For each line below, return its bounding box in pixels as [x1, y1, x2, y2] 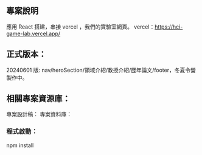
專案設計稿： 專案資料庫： [6, 111, 72, 118]
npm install [6, 142, 34, 149]
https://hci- [154, 23, 183, 30]
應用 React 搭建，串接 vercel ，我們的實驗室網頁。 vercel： [6, 23, 155, 30]
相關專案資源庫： [6, 94, 71, 104]
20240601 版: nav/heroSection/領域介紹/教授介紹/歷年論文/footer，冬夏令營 [6, 66, 196, 74]
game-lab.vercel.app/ [6, 30, 61, 37]
